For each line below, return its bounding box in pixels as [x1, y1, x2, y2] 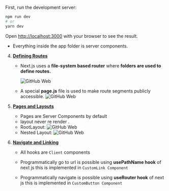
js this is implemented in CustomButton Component [20, 180, 123, 186]
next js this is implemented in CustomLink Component [20, 164, 128, 171]
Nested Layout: [20, 129, 52, 135]
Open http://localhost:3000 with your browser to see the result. [5, 33, 138, 39]
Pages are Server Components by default [20, 113, 107, 119]
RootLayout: [20, 124, 46, 130]
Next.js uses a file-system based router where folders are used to [20, 62, 161, 68]
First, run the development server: [5, 5, 77, 10]
